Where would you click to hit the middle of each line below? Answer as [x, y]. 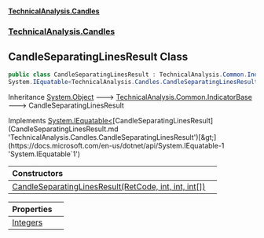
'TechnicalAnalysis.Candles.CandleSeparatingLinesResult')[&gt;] [112, 137]
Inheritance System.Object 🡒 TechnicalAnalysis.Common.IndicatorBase [130, 97]
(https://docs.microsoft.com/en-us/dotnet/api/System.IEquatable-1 [116, 146]
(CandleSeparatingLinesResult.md [64, 129]
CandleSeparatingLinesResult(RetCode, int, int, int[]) [109, 187]
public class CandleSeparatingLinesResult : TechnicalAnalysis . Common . [128, 75]
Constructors [38, 174]
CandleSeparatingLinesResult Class [98, 56]
